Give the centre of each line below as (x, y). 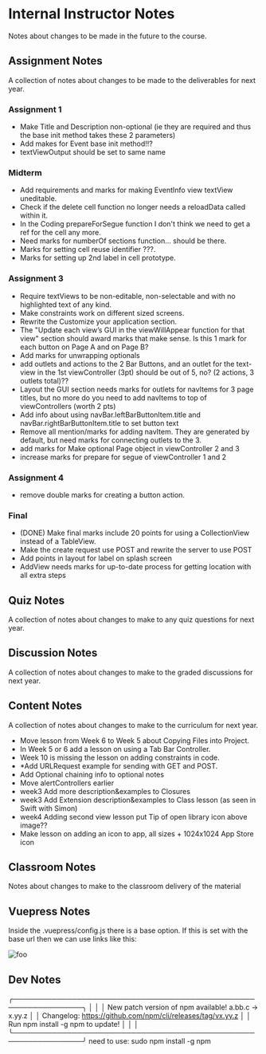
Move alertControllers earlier (67, 783)
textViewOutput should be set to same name (92, 152)
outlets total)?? (44, 380)
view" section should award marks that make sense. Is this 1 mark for (133, 338)
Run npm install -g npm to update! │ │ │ (74, 1025)
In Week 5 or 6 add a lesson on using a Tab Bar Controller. (115, 749)
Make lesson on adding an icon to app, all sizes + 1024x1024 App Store (137, 833)
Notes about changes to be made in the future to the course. (108, 36)
